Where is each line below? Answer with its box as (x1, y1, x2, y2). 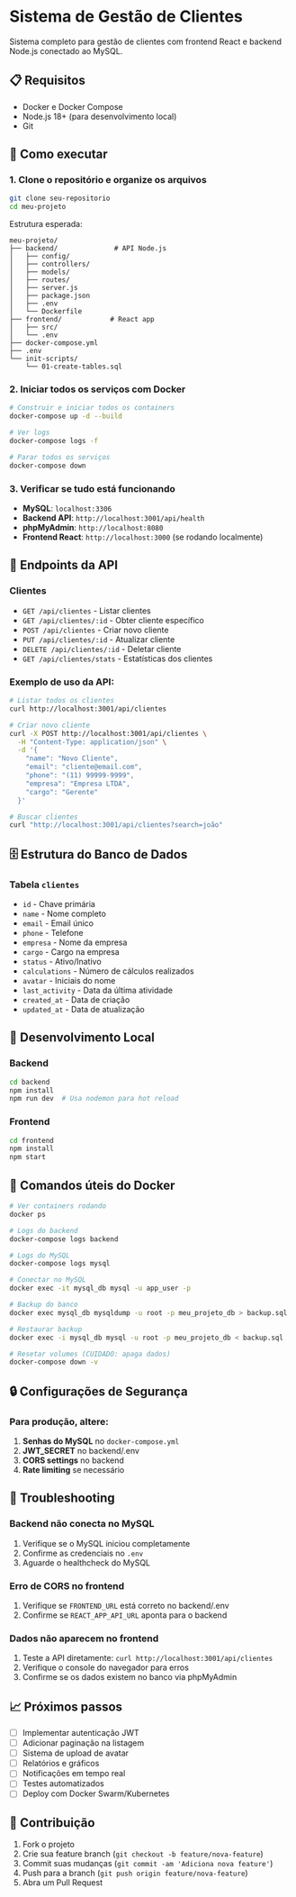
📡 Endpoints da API (9, 558, 119, 573)
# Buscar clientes (9, 812, 78, 821)
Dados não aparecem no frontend (9, 1632, 159, 1645)
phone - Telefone (22, 927, 84, 938)
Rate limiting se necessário (22, 1464, 125, 1475)
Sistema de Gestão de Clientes (9, 6, 243, 27)
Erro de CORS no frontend (9, 1579, 125, 1592)
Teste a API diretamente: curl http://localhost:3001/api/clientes (22, 1653, 274, 1664)
